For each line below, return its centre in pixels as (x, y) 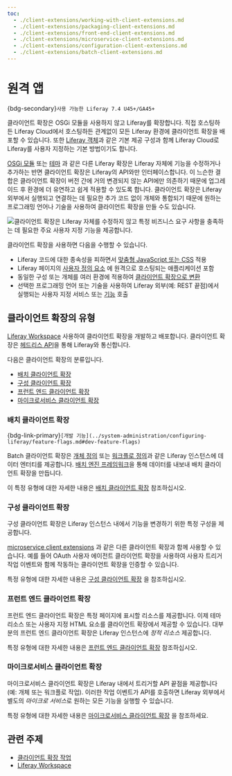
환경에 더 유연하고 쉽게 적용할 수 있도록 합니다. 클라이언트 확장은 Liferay (125, 189)
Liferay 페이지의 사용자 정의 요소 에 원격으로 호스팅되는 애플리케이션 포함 (116, 268)
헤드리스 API (37, 344)
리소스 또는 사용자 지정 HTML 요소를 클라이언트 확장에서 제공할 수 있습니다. (109, 624)
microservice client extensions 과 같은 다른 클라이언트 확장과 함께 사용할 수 (110, 547)
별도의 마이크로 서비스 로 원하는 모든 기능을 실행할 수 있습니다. (90, 700)
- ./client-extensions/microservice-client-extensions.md (99, 39)
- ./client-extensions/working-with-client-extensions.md (99, 20)
